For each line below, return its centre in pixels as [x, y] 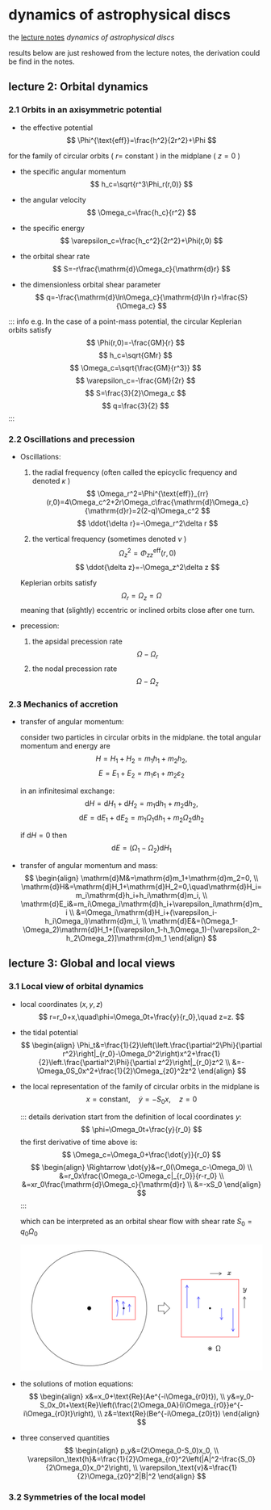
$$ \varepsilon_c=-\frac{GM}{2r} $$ [135, 380]
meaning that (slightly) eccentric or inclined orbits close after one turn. [138, 610]
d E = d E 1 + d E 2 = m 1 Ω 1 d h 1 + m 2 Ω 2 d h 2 [141, 819]
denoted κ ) [51, 480]
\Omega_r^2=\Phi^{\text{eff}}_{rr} [153, 493]
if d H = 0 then [43, 835]
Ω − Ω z [147, 682]
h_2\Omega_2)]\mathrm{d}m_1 [116, 938]
